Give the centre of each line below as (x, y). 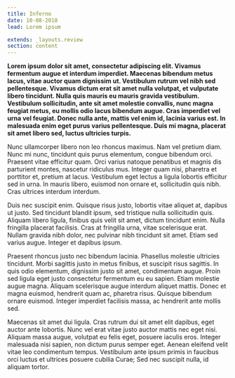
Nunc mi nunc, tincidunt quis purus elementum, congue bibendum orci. (110, 155)
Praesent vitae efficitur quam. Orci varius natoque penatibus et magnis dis (115, 162)
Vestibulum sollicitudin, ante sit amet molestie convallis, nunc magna (110, 103)
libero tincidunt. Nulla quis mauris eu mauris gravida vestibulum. (103, 96)
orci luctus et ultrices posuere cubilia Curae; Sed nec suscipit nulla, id (108, 360)
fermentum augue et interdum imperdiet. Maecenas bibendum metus (110, 74)
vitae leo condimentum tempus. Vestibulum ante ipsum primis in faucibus (113, 352)
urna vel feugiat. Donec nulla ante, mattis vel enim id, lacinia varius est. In (116, 118)
